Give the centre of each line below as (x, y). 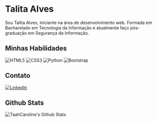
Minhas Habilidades (36, 48)
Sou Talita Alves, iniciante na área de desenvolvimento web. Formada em (79, 23)
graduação (16, 33)
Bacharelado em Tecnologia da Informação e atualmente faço (67, 27)
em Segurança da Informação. (58, 33)
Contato (18, 76)
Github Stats (24, 103)
